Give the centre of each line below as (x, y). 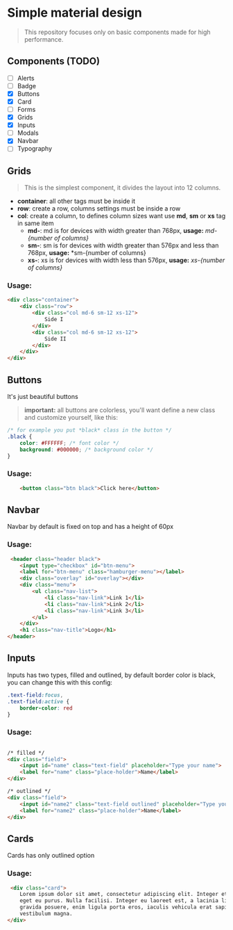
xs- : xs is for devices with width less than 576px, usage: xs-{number (126, 260)
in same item (35, 223)
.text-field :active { (38, 701)
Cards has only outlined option (51, 856)
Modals (28, 133)
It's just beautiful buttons (43, 397)
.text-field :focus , (35, 695)
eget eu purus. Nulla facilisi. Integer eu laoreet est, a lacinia (119, 901)
